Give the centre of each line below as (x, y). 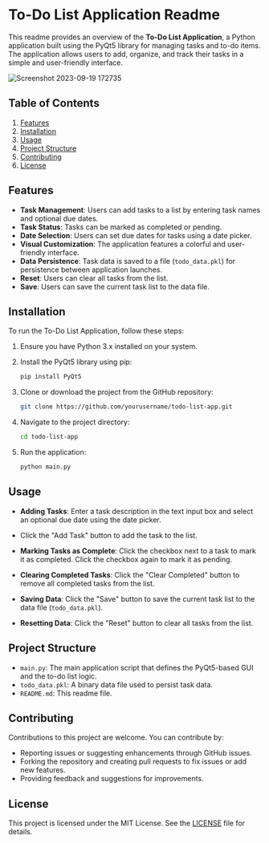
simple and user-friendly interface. (65, 63)
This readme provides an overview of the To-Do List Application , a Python (132, 37)
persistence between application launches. (91, 270)
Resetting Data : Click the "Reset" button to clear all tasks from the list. (137, 622)
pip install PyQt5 (51, 377)
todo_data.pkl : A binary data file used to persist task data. (116, 684)
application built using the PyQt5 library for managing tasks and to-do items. (134, 45)
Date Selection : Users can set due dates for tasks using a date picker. (136, 235)
